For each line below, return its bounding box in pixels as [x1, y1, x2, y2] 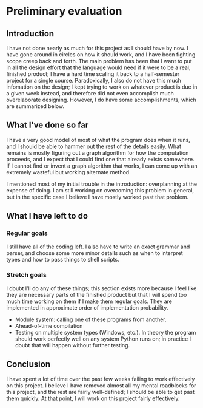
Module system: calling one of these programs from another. [15, 316, 167, 323]
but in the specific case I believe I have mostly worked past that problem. [6, 193, 189, 200]
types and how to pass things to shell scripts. [6, 256, 119, 263]
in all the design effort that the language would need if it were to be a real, [6, 64, 191, 71]
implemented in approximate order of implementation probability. [6, 304, 168, 311]
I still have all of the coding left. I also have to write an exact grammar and [6, 243, 190, 250]
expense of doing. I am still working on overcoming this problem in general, [6, 186, 195, 194]
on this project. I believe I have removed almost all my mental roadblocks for [6, 381, 196, 389]
